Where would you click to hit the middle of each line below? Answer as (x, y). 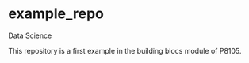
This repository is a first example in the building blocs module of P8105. (125, 50)
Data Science (30, 35)
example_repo (56, 14)
